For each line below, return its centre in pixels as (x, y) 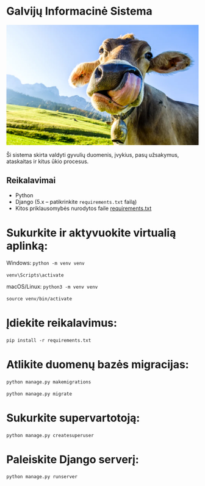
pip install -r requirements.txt (49, 340)
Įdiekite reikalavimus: (62, 323)
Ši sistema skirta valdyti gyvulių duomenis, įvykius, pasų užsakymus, (93, 154)
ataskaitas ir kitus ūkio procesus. (48, 161)
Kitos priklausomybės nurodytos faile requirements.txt (83, 208)
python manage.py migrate (39, 394)
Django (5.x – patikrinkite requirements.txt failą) (76, 201)
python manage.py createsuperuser (50, 435)
